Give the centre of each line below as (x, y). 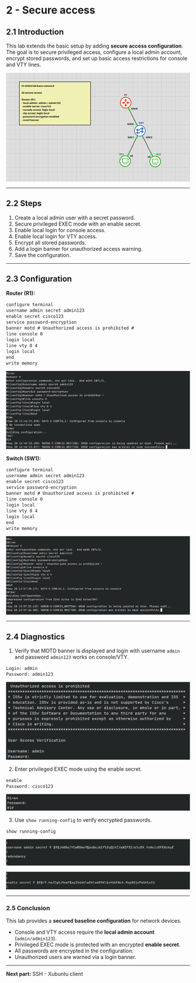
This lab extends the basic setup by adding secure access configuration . (95, 46)
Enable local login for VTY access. (56, 236)
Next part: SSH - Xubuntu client (45, 974)
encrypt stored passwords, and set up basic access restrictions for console (97, 58)
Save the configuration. (43, 255)
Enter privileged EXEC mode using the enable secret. (78, 769)
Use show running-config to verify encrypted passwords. (83, 820)
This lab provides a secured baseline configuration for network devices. (94, 921)
